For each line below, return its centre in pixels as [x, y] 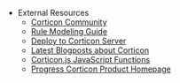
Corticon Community [69, 22]
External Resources [53, 13]
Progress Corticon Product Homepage [101, 69]
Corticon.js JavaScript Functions [90, 60]
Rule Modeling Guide [69, 31]
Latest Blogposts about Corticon [90, 50]
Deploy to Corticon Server [78, 41]
